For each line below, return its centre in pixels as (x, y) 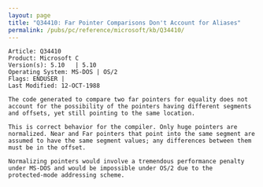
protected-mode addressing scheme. (67, 175)
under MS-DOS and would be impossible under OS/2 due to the (111, 169)
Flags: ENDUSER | (37, 79)
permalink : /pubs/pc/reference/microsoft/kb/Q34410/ (96, 30)
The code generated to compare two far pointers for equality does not (128, 100)
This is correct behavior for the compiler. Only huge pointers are (123, 127)
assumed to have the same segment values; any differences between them (130, 141)
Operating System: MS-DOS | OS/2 (63, 72)
